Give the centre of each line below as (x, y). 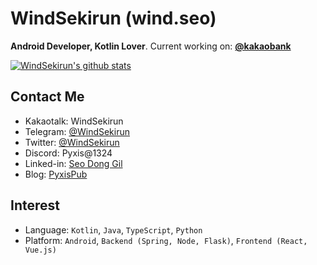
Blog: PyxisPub (56, 174)
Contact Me (47, 97)
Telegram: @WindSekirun (77, 131)
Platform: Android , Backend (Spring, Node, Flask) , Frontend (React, (166, 240)
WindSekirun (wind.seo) (113, 18)
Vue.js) (40, 250)
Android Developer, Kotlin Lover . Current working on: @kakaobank (151, 46)
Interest (35, 205)
